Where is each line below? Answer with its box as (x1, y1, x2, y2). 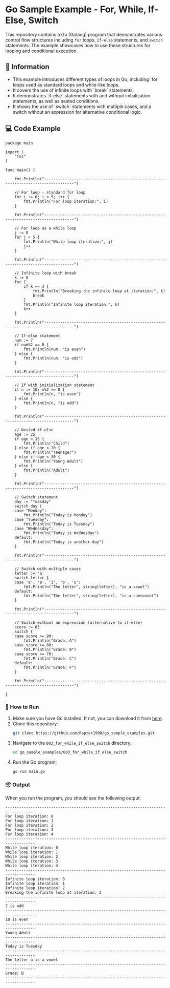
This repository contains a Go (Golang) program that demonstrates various (5, 31, 162, 37)
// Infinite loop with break (14, 270, 77, 276)
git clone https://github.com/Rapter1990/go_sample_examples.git (12, 730, 155, 735)
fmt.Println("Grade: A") (23, 638, 77, 643)
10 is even (5, 917, 29, 922)
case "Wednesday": (14, 526, 54, 531)
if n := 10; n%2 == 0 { (14, 387, 65, 392)
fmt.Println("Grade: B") (23, 647, 77, 652)
